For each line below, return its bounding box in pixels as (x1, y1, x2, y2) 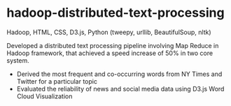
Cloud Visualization (16, 92, 73, 100)
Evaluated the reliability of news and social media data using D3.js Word (16, 84, 225, 93)
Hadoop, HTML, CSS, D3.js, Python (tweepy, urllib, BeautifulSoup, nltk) (6, 28, 211, 36)
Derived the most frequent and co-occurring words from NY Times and (16, 70, 223, 78)
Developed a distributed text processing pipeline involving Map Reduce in (6, 41, 219, 50)
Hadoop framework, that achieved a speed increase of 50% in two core (6, 49, 213, 57)
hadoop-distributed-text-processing (6, 5, 225, 21)
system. (6, 56, 29, 64)
